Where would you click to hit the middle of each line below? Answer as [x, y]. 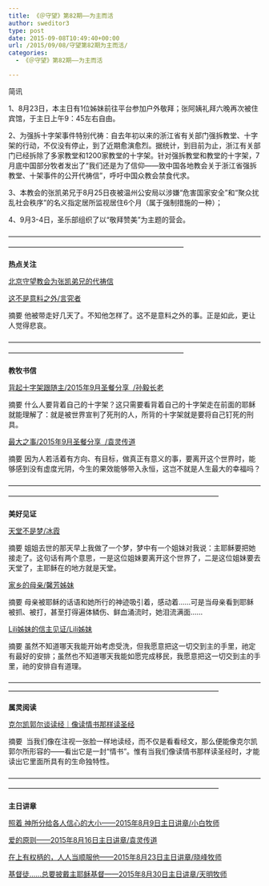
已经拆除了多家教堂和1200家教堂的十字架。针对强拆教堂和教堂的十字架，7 [137, 155]
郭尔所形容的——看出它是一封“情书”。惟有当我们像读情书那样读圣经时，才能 [134, 751]
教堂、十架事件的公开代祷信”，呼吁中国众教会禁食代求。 [101, 175]
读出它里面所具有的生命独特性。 [61, 761]
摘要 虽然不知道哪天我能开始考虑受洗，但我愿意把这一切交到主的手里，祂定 [132, 645]
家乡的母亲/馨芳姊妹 [41, 585]
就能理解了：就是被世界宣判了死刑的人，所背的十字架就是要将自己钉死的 [127, 415]
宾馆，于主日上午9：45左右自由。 [64, 118]
